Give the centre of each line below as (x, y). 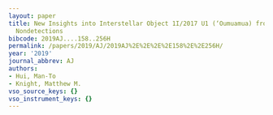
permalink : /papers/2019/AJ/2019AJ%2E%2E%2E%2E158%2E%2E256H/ (116, 46)
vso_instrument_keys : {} (50, 99)
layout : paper (32, 16)
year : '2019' (30, 53)
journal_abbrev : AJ (41, 62)
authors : (23, 69)
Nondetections (39, 31)
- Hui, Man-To (32, 76)
